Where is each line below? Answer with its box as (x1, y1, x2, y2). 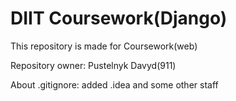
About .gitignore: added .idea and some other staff (10, 78, 219, 91)
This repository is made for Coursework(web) (10, 40, 198, 52)
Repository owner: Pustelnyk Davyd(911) (10, 59, 177, 71)
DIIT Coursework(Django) (10, 7, 228, 30)
